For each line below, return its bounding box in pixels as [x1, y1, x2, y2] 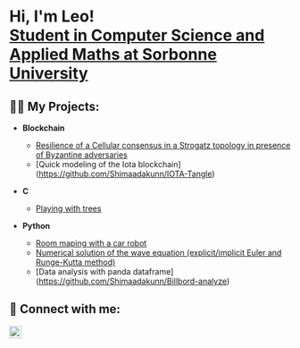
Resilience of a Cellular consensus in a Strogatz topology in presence [35, 140, 291, 150]
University [9, 64, 88, 84]
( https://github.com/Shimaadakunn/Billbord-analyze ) [35, 276, 230, 286]
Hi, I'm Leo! [9, 6, 96, 27]
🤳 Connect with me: [9, 301, 121, 317]
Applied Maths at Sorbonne [9, 45, 217, 64]
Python [21, 221, 51, 231]
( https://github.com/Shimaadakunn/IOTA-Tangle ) [35, 168, 215, 179]
